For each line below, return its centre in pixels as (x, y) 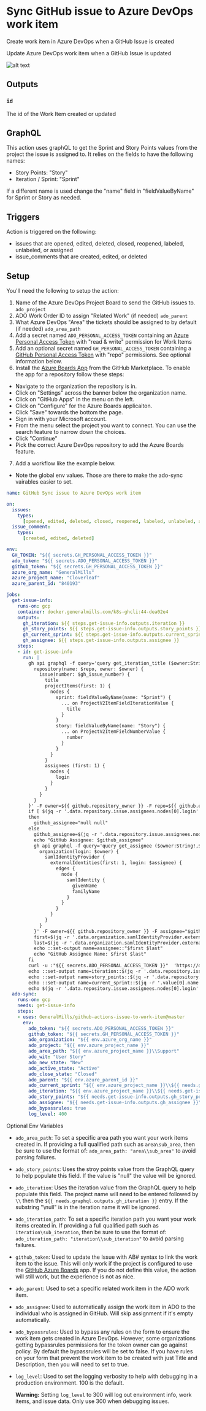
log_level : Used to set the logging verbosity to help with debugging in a (106, 1376)
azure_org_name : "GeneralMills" (53, 572)
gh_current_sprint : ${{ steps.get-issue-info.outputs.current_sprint (113, 635)
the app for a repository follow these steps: (70, 374)
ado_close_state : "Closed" (63, 1074)
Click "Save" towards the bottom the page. (69, 412)
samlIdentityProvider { (75, 857)
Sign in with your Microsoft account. (61, 419)
